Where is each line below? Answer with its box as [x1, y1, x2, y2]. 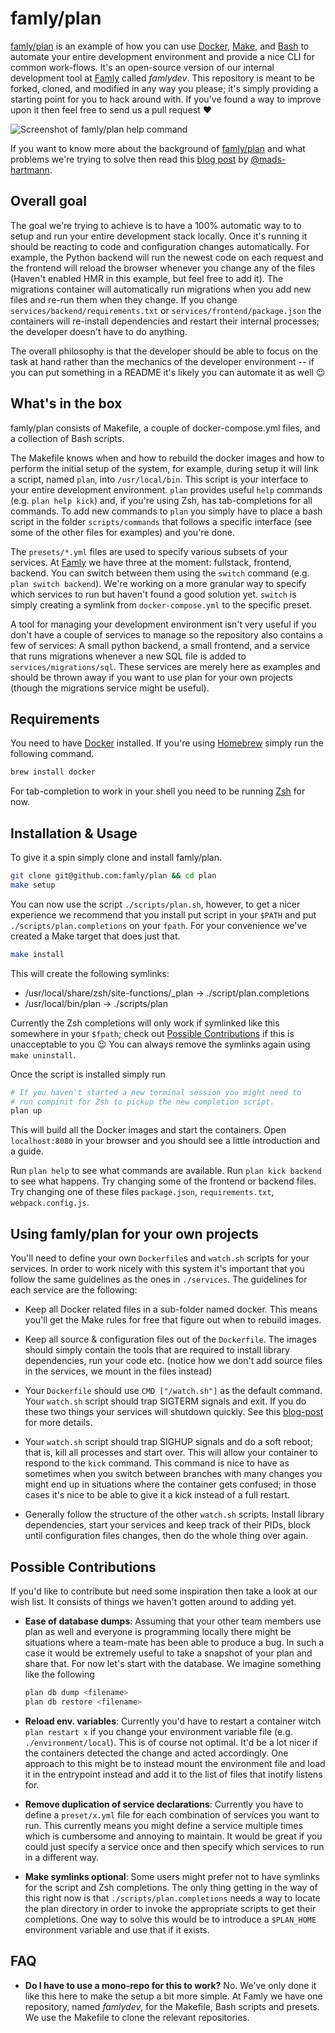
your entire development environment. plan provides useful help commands [10, 483, 323, 496]
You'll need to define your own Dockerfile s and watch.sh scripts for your [10, 1252, 310, 1264]
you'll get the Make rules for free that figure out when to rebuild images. [24, 1314, 322, 1326]
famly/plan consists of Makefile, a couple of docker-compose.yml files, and [10, 422, 321, 434]
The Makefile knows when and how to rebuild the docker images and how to [10, 452, 325, 464]
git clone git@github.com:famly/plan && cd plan [10, 871, 217, 881]
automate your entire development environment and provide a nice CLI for [10, 50, 315, 62]
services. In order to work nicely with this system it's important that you [10, 1263, 305, 1275]
